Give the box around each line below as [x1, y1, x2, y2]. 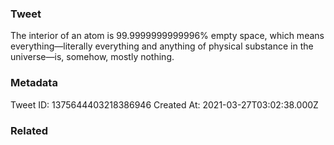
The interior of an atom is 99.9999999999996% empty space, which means [10, 30, 325, 42]
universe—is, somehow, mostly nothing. [10, 51, 175, 63]
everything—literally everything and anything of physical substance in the [10, 40, 314, 52]
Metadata [10, 76, 58, 90]
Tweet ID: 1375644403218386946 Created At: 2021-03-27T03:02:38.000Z [10, 98, 319, 111]
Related [10, 123, 49, 137]
